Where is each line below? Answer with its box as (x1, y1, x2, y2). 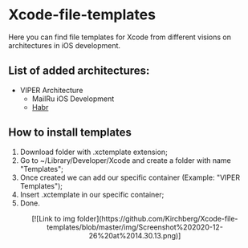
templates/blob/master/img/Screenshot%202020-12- (47, 222, 223, 232)
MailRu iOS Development (31, 94, 115, 104)
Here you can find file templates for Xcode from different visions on (8, 32, 231, 42)
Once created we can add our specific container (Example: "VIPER (19, 173, 241, 182)
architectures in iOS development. (8, 40, 121, 50)
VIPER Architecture (19, 85, 83, 95)
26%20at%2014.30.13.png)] (88, 230, 181, 240)
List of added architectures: (8, 64, 150, 78)
